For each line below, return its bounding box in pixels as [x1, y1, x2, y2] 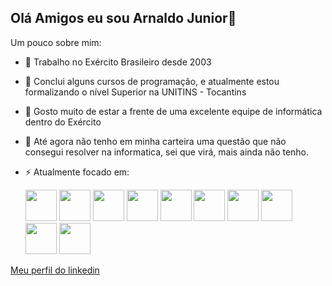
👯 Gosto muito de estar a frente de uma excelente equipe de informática [24, 105, 323, 117]
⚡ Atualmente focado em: [24, 166, 130, 178]
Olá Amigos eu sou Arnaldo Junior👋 [10, 10, 237, 27]
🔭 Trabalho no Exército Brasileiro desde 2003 [24, 56, 212, 68]
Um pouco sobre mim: [10, 36, 102, 48]
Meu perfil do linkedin [10, 264, 100, 276]
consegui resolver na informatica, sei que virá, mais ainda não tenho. [24, 146, 310, 158]
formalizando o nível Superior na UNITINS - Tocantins [24, 86, 247, 98]
